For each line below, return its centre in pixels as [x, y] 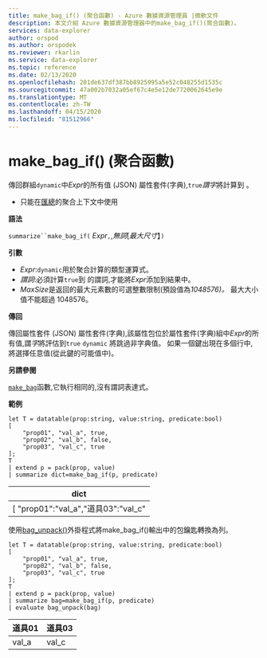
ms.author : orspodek [43, 45]
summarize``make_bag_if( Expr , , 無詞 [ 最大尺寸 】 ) [86, 235]
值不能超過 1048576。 [56, 299]
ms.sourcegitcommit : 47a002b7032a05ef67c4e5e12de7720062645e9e [116, 90]
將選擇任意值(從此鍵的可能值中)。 [63, 353]
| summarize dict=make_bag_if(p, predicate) [83, 475]
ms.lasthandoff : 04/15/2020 [55, 112]
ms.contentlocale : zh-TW [49, 104]
